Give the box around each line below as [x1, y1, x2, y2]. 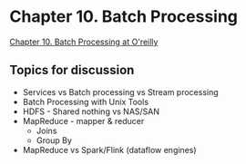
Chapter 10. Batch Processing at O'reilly [9, 36, 159, 47]
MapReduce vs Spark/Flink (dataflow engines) [22, 144, 198, 155]
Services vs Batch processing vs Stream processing [22, 86, 219, 97]
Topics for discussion [9, 63, 135, 78]
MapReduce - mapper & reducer [22, 115, 145, 126]
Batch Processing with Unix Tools [22, 96, 149, 107]
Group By [36, 134, 73, 146]
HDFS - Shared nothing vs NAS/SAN [22, 106, 160, 117]
